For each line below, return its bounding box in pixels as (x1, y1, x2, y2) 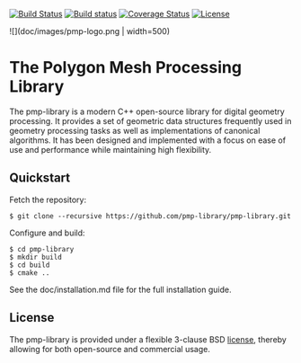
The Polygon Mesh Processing (9, 58, 243, 78)
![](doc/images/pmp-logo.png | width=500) (9, 26, 171, 36)
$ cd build (9, 261, 50, 270)
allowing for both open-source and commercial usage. (9, 343, 211, 354)
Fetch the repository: (9, 194, 87, 205)
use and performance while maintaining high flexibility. (9, 144, 212, 155)
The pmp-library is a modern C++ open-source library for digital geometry (9, 106, 285, 117)
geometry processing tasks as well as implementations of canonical (9, 125, 261, 136)
